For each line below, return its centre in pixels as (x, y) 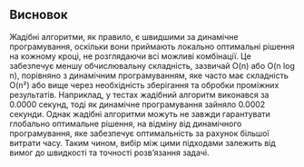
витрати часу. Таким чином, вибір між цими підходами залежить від (143, 142)
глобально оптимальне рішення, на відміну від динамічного (126, 123)
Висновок (39, 15)
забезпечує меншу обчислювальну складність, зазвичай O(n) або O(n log (152, 65)
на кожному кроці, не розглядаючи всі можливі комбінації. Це (130, 56)
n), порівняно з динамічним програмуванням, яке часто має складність (149, 75)
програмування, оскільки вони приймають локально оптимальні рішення (152, 46)
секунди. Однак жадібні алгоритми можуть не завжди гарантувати (140, 113)
